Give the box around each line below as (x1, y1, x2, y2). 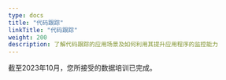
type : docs (8, 11, 44, 20)
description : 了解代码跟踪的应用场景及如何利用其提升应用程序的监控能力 (8, 41, 219, 49)
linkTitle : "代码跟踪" (8, 26, 78, 34)
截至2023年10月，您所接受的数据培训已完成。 (8, 64, 157, 73)
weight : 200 (8, 33, 47, 42)
